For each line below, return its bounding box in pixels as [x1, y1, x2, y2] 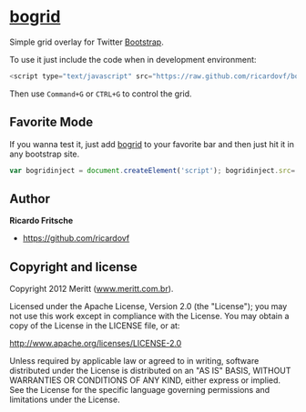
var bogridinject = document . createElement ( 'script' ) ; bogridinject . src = [9, 166, 296, 175]
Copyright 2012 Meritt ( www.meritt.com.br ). [9, 284, 174, 295]
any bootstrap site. [9, 148, 80, 159]
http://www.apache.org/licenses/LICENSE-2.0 [9, 338, 182, 349]
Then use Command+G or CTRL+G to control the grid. [9, 88, 193, 99]
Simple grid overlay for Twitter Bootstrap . [9, 36, 164, 47]
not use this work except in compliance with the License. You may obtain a [9, 311, 290, 322]
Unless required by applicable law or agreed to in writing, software [9, 356, 260, 367]
